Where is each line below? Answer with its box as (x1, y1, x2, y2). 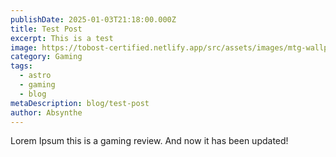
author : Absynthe (10, 107, 83, 118)
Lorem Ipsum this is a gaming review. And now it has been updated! (10, 135, 289, 147)
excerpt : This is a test (10, 33, 114, 43)
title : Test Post (10, 24, 83, 34)
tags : (10, 61, 33, 71)
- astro (19, 71, 52, 81)
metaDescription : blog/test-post (10, 98, 150, 108)
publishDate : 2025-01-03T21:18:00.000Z (10, 14, 177, 25)
